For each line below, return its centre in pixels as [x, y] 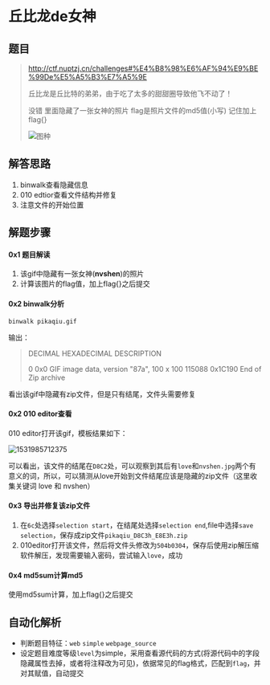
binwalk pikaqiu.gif [43, 321]
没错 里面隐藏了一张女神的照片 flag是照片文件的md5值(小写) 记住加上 [142, 110]
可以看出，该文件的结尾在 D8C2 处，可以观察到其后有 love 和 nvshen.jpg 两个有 [132, 466]
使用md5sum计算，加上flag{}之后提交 [71, 594]
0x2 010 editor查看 [40, 414]
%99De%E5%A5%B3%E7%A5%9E [87, 77]
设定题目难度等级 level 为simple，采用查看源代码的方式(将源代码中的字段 [139, 653]
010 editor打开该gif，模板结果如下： [68, 433]
